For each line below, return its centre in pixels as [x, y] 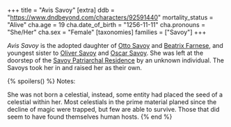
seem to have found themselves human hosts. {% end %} [90, 117]
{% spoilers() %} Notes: [41, 81]
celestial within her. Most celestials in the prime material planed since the [112, 102]
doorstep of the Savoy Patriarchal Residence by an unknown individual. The [116, 60]
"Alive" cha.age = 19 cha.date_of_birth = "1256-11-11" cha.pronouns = [106, 25]
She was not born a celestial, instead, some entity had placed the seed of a [115, 94]
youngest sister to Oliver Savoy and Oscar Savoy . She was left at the [105, 53]
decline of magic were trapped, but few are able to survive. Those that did [113, 109]
